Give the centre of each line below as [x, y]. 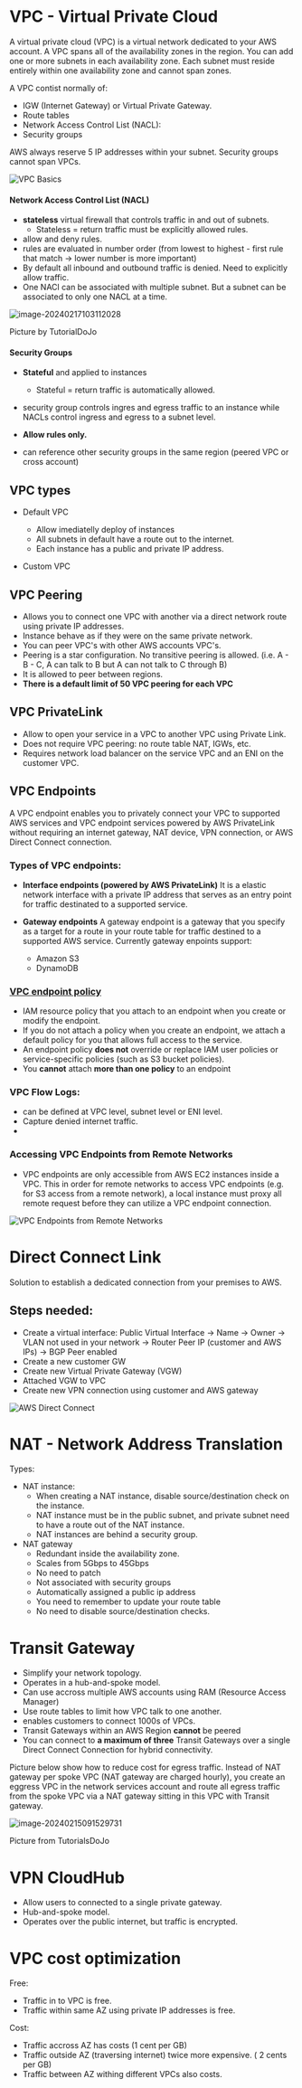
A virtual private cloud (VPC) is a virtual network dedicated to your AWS [143, 42]
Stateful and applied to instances [85, 373]
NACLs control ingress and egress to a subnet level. [119, 417]
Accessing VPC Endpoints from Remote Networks [121, 1155]
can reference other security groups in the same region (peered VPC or [156, 452]
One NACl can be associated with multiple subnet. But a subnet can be [154, 288]
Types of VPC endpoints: [66, 865]
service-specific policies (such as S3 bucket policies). [123, 1059]
